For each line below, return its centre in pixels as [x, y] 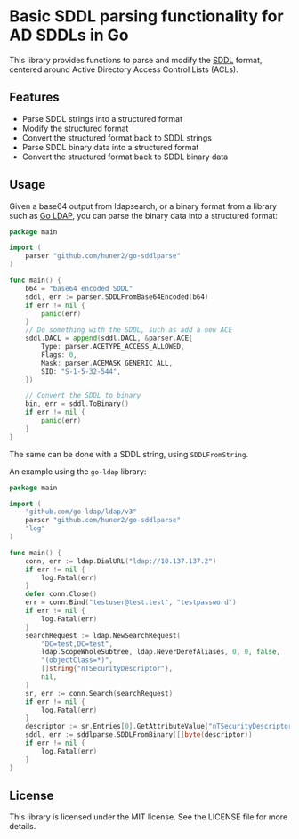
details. [23, 827]
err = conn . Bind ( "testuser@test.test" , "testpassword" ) [131, 602]
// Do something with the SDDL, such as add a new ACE [129, 330]
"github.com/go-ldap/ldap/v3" [81, 512]
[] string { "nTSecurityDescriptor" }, [107, 669]
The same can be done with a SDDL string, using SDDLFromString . [129, 454]
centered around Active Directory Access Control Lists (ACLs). [124, 69]
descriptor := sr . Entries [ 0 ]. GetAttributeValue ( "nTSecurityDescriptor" [161, 727]
